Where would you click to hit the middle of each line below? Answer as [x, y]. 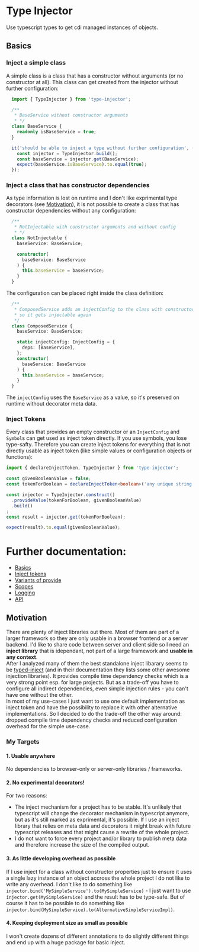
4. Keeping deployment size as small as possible [67, 923]
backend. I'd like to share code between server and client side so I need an [98, 645]
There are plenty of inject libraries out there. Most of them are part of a [93, 632]
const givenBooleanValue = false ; [49, 479]
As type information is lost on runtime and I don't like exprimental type [92, 198]
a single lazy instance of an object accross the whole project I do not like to [98, 878]
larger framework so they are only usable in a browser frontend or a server [97, 638]
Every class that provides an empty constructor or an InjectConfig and [93, 432]
